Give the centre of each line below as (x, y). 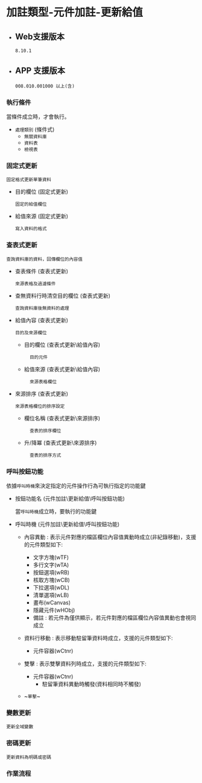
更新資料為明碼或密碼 (29, 757)
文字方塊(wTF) (51, 557)
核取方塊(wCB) (52, 580)
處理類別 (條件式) (35, 130)
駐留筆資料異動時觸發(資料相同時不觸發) (92, 684)
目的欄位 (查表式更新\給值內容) (62, 344)
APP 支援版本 (40, 71)
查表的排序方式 (45, 455)
